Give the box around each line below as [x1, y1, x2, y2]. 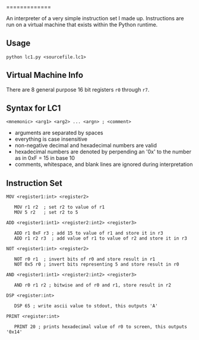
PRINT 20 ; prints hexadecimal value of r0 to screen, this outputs [14, 324, 187, 330]
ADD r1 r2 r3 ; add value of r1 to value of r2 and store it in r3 [14, 235, 187, 241]
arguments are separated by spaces [14, 129, 104, 137]
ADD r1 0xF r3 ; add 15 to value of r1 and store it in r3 [14, 230, 163, 237]
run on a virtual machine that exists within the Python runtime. [6, 21, 158, 28]
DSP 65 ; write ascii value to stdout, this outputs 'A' [14, 303, 159, 309]
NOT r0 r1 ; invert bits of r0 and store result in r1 [14, 256, 156, 262]
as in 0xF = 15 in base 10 [14, 155, 75, 162]
